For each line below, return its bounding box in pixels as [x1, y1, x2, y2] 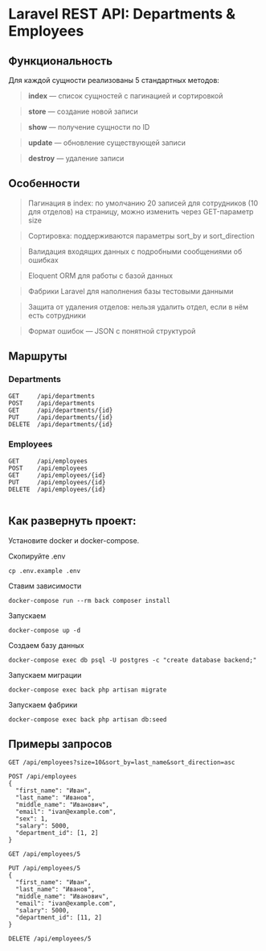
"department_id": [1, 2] [15, 829, 99, 837]
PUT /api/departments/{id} [8, 413, 113, 422]
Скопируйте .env [8, 551, 66, 561]
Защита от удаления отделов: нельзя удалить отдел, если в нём [27, 301, 249, 311]
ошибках [27, 255, 59, 264]
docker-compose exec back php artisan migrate [8, 686, 167, 694]
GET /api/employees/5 [8, 850, 81, 858]
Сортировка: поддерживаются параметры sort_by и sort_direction [27, 230, 255, 240]
